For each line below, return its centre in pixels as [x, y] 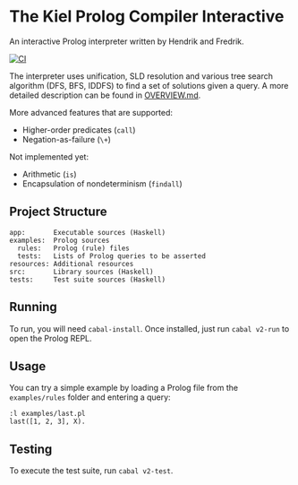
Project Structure [58, 212]
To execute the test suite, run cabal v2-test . [91, 471]
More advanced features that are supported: [91, 112]
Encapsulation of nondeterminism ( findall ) [102, 183]
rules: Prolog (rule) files [73, 248]
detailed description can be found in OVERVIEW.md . [105, 95]
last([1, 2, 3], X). [48, 422]
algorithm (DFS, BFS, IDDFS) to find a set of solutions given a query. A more [149, 85]
